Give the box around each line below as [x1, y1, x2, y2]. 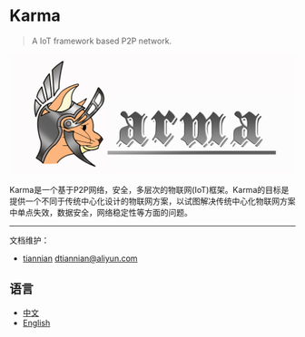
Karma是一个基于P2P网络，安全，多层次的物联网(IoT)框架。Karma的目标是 [9, 185, 290, 196]
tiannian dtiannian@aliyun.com [22, 253, 138, 264]
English [22, 317, 51, 328]
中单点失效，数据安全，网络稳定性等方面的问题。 [9, 207, 192, 218]
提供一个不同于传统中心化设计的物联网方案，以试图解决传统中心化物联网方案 [9, 196, 296, 207]
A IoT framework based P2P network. [31, 35, 172, 46]
